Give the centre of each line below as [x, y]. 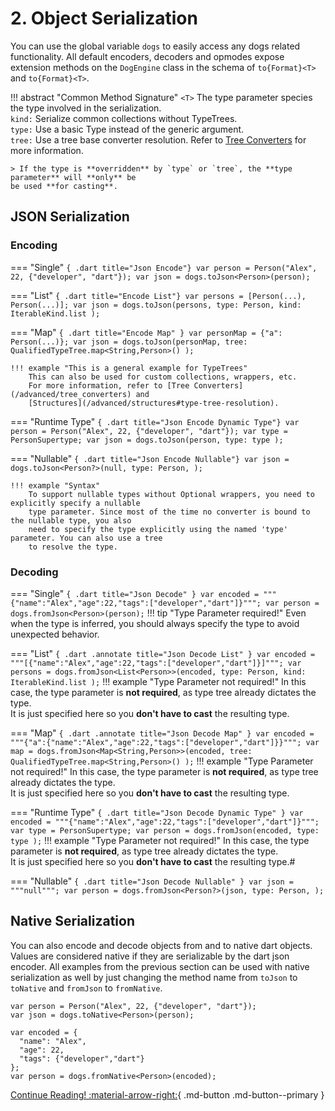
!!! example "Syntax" [55, 485]
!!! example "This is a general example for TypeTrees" [129, 368]
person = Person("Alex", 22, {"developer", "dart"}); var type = [149, 431]
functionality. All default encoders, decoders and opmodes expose [147, 56]
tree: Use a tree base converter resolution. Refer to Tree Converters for [158, 139]
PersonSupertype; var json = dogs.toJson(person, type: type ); [147, 440]
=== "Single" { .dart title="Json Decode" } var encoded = [135, 593]
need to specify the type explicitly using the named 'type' [158, 529]
